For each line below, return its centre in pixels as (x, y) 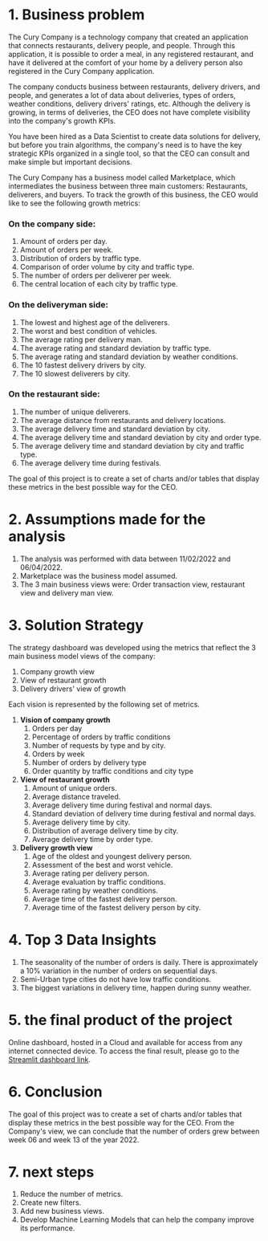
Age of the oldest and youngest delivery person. (112, 856)
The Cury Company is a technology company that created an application (128, 37)
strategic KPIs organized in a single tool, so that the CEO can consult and (129, 153)
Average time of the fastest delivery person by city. (116, 907)
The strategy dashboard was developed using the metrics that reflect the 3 (132, 647)
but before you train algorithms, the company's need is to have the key (125, 144)
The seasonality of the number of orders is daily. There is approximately (139, 962)
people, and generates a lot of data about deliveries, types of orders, (122, 95)
